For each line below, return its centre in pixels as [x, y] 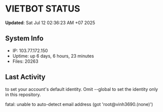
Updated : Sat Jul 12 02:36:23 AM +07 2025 [50, 23]
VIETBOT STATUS [43, 9]
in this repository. [23, 94]
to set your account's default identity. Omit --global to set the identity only [82, 89]
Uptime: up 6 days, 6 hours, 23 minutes [53, 56]
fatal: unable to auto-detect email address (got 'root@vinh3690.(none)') [79, 104]
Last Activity [25, 77]
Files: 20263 [25, 61]
